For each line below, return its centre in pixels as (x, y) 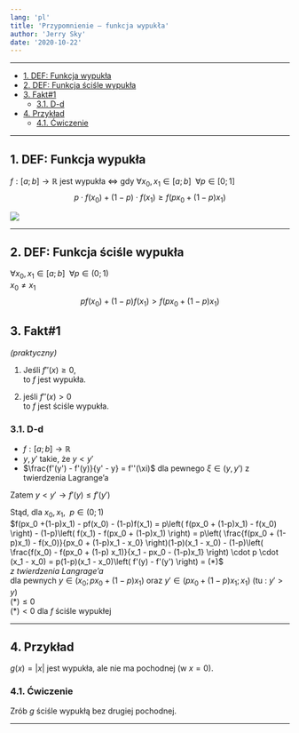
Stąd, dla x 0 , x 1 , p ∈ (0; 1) (57, 513)
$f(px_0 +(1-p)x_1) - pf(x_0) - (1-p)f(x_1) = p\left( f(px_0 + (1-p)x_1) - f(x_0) (144, 523)
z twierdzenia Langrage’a (57, 570)
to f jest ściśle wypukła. (66, 406)
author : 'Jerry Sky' (48, 34)
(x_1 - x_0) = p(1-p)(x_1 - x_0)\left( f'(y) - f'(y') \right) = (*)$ (117, 562)
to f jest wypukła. (55, 379)
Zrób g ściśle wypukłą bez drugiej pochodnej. (93, 711)
